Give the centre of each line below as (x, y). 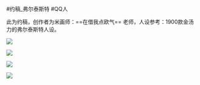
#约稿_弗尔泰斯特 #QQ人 (37, 9)
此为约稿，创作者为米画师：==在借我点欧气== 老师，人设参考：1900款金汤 (100, 22)
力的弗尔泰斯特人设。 (33, 29)
